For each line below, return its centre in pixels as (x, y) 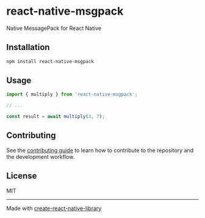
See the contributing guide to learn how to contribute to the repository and (100, 150)
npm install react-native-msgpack (50, 61)
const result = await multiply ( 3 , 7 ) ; (56, 117)
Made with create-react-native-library (54, 208)
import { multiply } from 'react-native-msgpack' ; (72, 95)
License (22, 176)
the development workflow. (41, 156)
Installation (28, 47)
